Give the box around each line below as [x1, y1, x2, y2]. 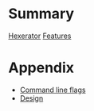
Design [19, 93, 44, 103]
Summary [8, 5, 74, 23]
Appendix [8, 59, 74, 77]
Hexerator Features [8, 31, 72, 40]
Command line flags [19, 85, 86, 94]
